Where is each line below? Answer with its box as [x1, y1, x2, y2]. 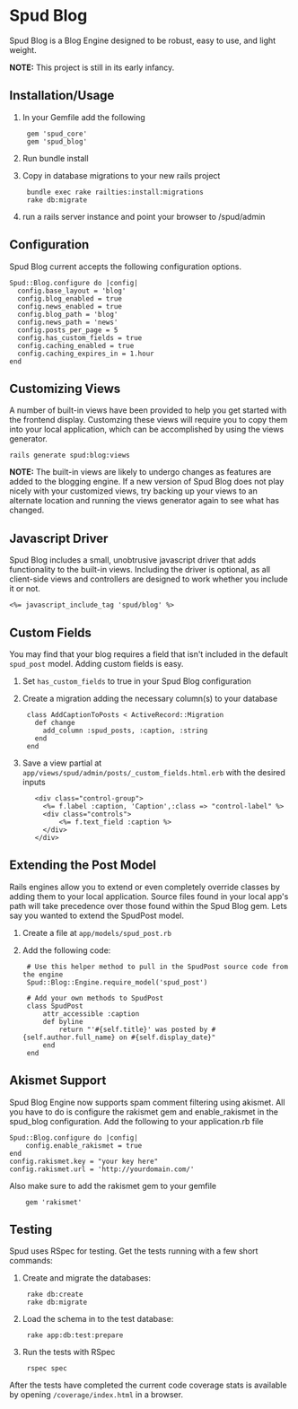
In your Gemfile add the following [22, 111, 145, 122]
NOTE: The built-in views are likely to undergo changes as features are [9, 467, 272, 477]
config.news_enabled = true [17, 302, 123, 311]
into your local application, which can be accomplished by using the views [9, 424, 285, 435]
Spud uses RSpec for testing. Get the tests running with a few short [9, 1246, 259, 1256]
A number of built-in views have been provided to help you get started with [9, 405, 287, 416]
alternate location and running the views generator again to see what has [9, 495, 280, 506]
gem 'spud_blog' [26, 136, 88, 146]
